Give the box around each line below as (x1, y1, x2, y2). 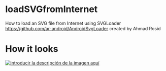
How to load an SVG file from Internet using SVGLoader (5, 20, 121, 26)
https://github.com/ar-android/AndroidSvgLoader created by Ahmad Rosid (5, 25, 161, 31)
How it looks (5, 43, 58, 55)
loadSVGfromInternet (5, 4, 98, 15)
